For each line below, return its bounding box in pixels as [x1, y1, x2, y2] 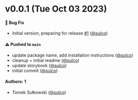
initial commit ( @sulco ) [12, 68, 58, 73]
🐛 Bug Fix [5, 19, 24, 25]
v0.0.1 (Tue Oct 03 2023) [5, 3, 107, 14]
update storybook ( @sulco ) [12, 62, 67, 68]
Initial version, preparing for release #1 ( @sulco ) [12, 30, 108, 36]
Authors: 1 [5, 79, 27, 85]
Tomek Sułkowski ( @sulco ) [12, 89, 66, 95]
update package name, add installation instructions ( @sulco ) [12, 52, 133, 58]
